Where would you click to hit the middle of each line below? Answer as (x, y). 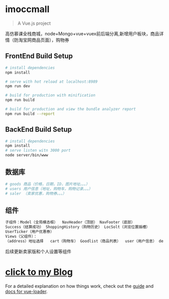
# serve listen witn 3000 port (38, 151)
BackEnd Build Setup (38, 130)
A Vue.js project (34, 23)
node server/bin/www (27, 155)
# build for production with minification (50, 95)
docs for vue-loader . (26, 291)
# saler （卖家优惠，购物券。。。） (36, 193)
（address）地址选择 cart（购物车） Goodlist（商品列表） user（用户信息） (81, 241)
